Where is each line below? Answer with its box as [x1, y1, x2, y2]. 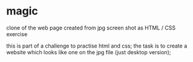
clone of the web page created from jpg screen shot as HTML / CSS [6, 24, 176, 31]
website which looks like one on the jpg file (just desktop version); [6, 48, 171, 55]
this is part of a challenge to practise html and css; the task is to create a [6, 42, 188, 49]
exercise [6, 30, 28, 37]
